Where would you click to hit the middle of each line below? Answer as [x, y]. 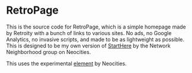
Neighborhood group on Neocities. [49, 52]
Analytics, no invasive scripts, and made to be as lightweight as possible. [95, 39]
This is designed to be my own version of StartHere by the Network [88, 46]
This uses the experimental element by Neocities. [66, 64]
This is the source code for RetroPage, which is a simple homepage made [96, 27]
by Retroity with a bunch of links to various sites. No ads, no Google [89, 33]
